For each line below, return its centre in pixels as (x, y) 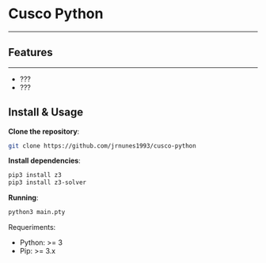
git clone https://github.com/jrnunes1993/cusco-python (102, 146)
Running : (23, 197)
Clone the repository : (44, 131)
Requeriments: (32, 227)
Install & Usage (46, 113)
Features (30, 53)
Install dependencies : (44, 161)
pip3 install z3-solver (47, 182)
